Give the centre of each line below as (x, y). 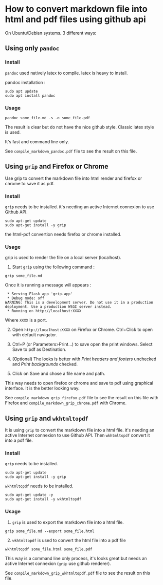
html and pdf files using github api (75, 19)
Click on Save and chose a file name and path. (59, 374)
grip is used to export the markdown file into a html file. (68, 522)
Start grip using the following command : (53, 267)
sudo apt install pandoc (30, 96)
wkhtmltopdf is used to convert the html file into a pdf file (69, 540)
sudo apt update (21, 91)
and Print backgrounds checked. (45, 364)
